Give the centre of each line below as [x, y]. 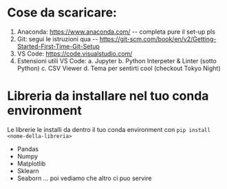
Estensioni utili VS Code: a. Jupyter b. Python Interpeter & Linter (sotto [117, 60]
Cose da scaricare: [62, 13]
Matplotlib [31, 164]
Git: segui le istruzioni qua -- [57, 38]
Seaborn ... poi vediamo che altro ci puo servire [84, 178]
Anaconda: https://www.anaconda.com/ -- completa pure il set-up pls [116, 32]
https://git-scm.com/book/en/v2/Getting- [158, 38]
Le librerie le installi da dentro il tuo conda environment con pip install [109, 129]
